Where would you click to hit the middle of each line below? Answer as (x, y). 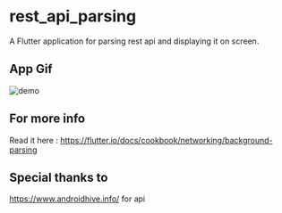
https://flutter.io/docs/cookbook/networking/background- (166, 140)
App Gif (31, 69)
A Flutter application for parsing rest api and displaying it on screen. (134, 41)
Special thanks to (59, 177)
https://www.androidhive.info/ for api (77, 199)
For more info (47, 119)
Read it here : (34, 140)
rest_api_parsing (73, 16)
